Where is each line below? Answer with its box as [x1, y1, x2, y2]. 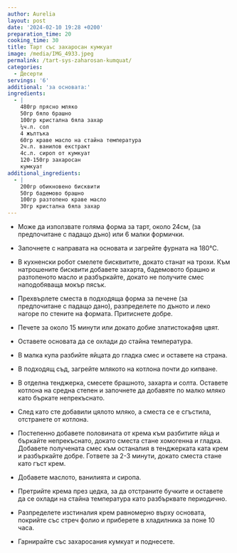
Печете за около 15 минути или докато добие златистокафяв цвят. [17, 323, 219, 332]
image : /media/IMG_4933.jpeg [7, 51, 94, 58]
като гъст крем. [17, 460, 66, 467]
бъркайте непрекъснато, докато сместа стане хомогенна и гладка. [17, 437, 223, 445]
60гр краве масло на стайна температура [20, 136, 142, 143]
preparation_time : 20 [7, 30, 72, 38]
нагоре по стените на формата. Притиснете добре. [17, 310, 173, 318]
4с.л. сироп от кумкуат [20, 150, 91, 157]
